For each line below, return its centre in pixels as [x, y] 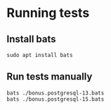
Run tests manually [50, 77]
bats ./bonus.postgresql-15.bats [55, 99]
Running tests [48, 13]
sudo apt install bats [40, 55]
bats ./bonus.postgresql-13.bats [55, 93]
